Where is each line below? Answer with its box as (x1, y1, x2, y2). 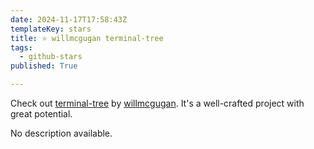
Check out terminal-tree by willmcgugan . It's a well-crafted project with (10, 97, 305, 109)
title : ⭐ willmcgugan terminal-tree (10, 33, 164, 43)
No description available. (10, 127, 113, 139)
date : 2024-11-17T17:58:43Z (10, 14, 128, 25)
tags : (10, 42, 33, 53)
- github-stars (19, 52, 83, 62)
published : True (10, 61, 78, 71)
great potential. (10, 108, 73, 120)
